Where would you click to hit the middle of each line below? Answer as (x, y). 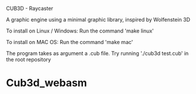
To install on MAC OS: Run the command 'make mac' (70, 42)
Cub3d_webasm (47, 83)
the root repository (29, 59)
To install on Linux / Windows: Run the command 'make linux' (80, 31)
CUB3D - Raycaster (30, 8)
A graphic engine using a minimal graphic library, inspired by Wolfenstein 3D (98, 19)
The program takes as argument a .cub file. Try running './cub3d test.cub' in (97, 53)
